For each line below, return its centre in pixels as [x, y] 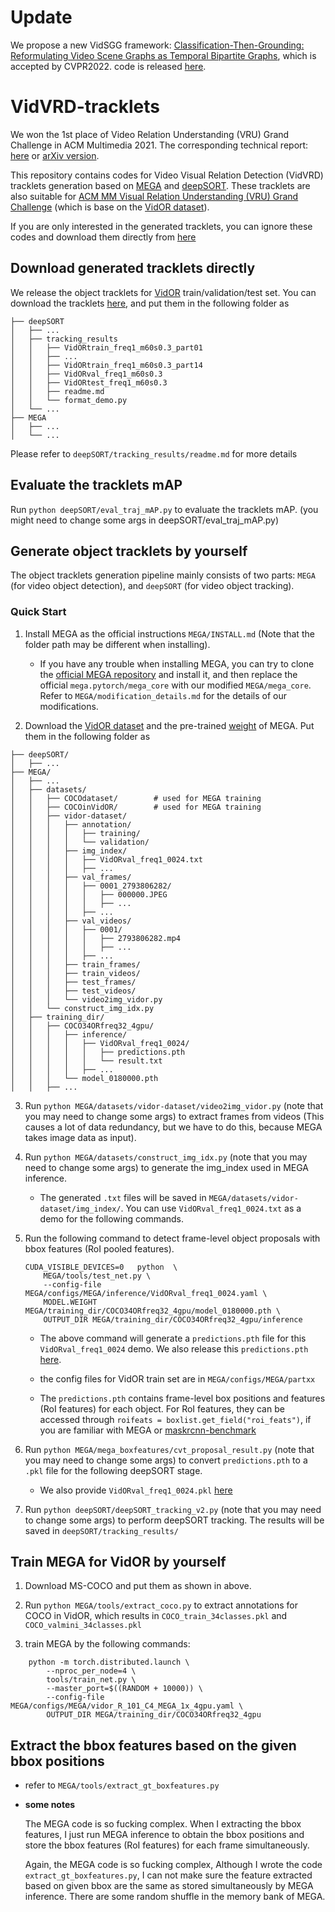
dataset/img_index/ [80, 1209]
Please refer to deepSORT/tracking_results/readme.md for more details [154, 453]
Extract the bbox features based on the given [153, 1745]
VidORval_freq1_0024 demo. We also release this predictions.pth [174, 1348]
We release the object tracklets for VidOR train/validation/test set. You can [163, 292]
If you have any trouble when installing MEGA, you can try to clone [177, 663]
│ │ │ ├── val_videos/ [71, 921]
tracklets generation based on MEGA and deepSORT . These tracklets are [160, 185]
